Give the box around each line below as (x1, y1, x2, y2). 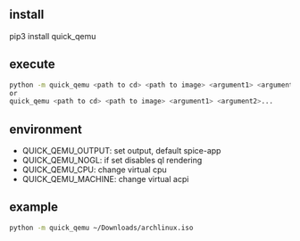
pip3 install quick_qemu (9, 30, 96, 41)
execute (9, 57, 55, 72)
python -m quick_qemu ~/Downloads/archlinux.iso (9, 223, 194, 232)
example (9, 200, 59, 215)
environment (9, 121, 82, 137)
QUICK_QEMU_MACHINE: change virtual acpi (21, 174, 189, 185)
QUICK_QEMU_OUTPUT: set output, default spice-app (21, 145, 221, 156)
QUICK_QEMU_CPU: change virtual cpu (21, 164, 167, 175)
